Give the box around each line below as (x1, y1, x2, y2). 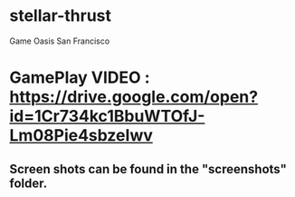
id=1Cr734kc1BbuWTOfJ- (9, 106, 205, 127)
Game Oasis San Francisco (9, 35, 110, 46)
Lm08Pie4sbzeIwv (9, 125, 154, 146)
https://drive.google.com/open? (9, 87, 259, 107)
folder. (9, 175, 48, 191)
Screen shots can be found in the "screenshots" (9, 161, 288, 177)
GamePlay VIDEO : (9, 67, 151, 88)
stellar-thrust (9, 5, 111, 26)
